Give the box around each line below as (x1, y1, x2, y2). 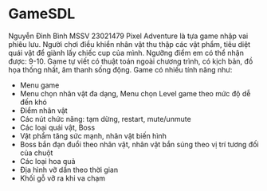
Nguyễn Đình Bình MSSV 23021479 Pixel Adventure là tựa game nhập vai (8, 31, 249, 41)
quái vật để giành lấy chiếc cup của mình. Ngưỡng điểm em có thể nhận (8, 48, 245, 57)
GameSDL (8, 5, 76, 23)
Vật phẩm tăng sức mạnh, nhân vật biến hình (19, 131, 167, 140)
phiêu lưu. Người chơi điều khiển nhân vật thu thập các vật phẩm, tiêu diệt (8, 39, 251, 49)
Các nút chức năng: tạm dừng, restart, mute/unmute (19, 114, 191, 123)
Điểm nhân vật (19, 105, 68, 115)
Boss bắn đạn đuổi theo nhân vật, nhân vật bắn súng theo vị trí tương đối (19, 139, 259, 149)
